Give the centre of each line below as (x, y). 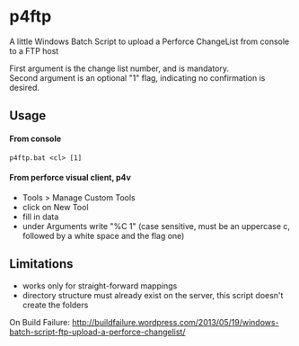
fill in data (40, 217)
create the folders (55, 305)
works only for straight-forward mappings (100, 286)
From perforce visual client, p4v (70, 178)
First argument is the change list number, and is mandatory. (119, 68)
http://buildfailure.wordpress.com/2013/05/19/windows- (176, 322)
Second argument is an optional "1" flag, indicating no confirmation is (137, 77)
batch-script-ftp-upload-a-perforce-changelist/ (97, 332)
